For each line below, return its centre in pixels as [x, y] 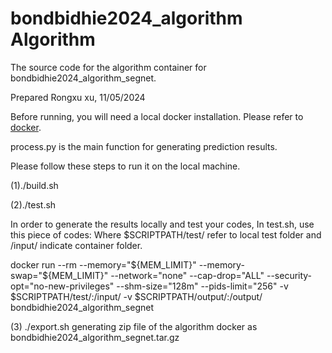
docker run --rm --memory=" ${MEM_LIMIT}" [103, 264]
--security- [289, 275]
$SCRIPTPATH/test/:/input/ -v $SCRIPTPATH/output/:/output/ [136, 296]
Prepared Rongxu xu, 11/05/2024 [78, 97]
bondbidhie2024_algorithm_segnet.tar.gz [95, 337]
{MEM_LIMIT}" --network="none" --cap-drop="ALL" [156, 275]
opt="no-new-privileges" [62, 286]
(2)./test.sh [33, 204]
